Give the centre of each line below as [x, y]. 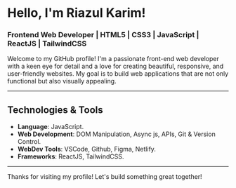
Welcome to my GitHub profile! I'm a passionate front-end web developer [113, 59]
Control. [29, 142]
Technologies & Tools [55, 110]
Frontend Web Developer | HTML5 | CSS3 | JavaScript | [103, 35]
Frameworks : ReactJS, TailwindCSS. [71, 156]
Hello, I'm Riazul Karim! [77, 13]
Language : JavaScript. [51, 127]
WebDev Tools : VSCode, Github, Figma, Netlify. [87, 149]
